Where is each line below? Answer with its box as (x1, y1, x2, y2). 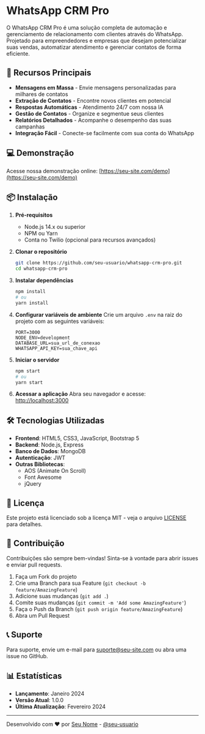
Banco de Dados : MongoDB (15, 448, 86, 455)
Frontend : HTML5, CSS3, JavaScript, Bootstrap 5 (15, 435, 140, 442)
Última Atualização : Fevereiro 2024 (15, 703, 106, 710)
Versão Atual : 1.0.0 (15, 697, 64, 704)
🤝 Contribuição (6, 538, 65, 549)
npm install (15, 289, 46, 295)
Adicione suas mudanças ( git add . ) (15, 592, 109, 599)
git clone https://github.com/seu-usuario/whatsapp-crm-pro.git (15, 260, 182, 266)
